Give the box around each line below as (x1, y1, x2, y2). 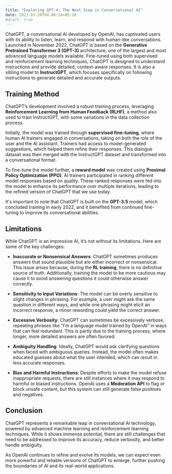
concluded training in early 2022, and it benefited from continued (5, 204, 143, 211)
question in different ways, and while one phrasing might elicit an (12, 301, 150, 308)
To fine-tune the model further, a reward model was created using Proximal (5, 167, 166, 173)
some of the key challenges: (5, 243, 65, 250)
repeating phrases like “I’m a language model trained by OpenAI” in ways (12, 323, 167, 329)
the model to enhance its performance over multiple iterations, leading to (5, 183, 159, 189)
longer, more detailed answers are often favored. (12, 333, 116, 339)
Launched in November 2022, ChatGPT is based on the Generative (5, 42, 147, 48)
